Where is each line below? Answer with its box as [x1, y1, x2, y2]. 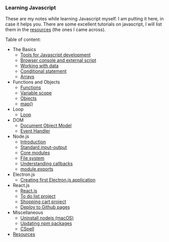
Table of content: [5, 36, 41, 42]
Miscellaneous [12, 209, 43, 216]
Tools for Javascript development [20, 52, 91, 58]
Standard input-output [20, 144, 67, 150]
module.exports [20, 166, 53, 172]
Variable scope [20, 90, 52, 96]
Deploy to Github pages [20, 204, 70, 210]
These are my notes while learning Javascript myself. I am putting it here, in [5, 16, 164, 22]
